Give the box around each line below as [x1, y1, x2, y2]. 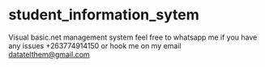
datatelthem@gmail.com [8, 49, 91, 59]
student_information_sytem [8, 6, 200, 24]
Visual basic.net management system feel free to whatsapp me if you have [8, 32, 258, 42]
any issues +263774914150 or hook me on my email [8, 40, 182, 50]
